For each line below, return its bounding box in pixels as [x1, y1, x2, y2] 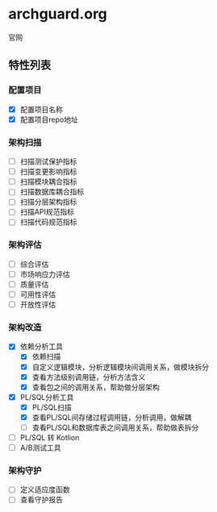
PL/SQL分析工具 [19, 392, 74, 402]
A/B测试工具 [19, 443, 61, 452]
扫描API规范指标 [19, 207, 75, 217]
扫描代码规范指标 [19, 217, 77, 227]
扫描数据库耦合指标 [19, 187, 85, 197]
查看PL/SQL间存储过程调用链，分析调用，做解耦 [31, 412, 192, 422]
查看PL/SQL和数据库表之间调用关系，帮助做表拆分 [31, 423, 199, 432]
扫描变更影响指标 [19, 167, 77, 177]
